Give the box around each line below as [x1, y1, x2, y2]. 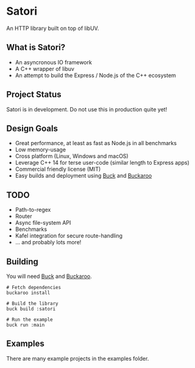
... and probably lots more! [15, 239, 82, 246]
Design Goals [6, 123, 58, 133]
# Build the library [6, 301, 59, 307]
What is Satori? [6, 42, 66, 53]
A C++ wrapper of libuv [15, 65, 75, 72]
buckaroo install [6, 290, 51, 296]
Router [15, 212, 32, 220]
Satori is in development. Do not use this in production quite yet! [6, 105, 168, 113]
